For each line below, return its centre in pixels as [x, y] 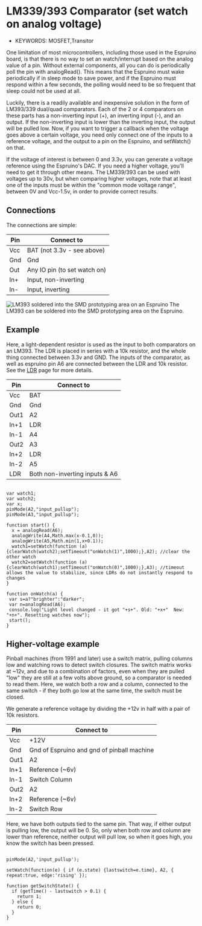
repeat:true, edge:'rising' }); [47, 876]
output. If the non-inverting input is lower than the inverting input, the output [101, 121]
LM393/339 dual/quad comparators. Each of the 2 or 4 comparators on [95, 109]
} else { [23, 902]
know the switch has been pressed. [50, 843]
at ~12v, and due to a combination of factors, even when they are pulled [96, 672]
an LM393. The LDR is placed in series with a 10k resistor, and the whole [96, 351]
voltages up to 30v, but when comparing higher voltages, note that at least [99, 178]
